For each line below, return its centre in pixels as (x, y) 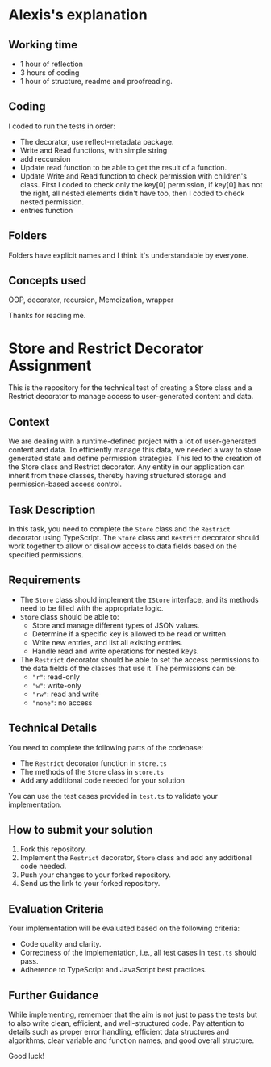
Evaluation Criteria (56, 909)
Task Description (52, 509)
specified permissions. (46, 555)
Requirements (44, 580)
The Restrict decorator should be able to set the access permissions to (140, 659)
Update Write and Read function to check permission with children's (133, 176)
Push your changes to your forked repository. (96, 875)
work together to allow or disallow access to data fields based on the (123, 546)
